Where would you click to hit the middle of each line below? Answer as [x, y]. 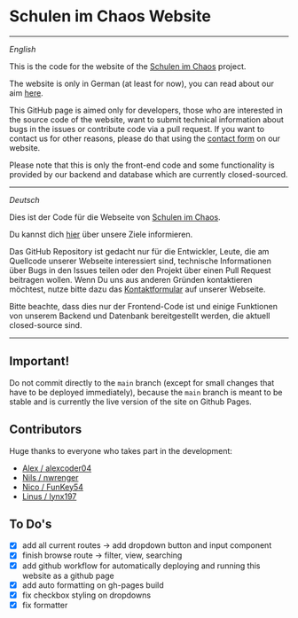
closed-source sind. [46, 325]
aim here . [27, 93]
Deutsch [24, 199]
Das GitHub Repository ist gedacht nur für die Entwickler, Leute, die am [139, 251]
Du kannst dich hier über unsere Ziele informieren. [101, 234]
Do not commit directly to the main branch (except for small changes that [142, 382]
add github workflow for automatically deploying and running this [141, 566]
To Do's [31, 524]
